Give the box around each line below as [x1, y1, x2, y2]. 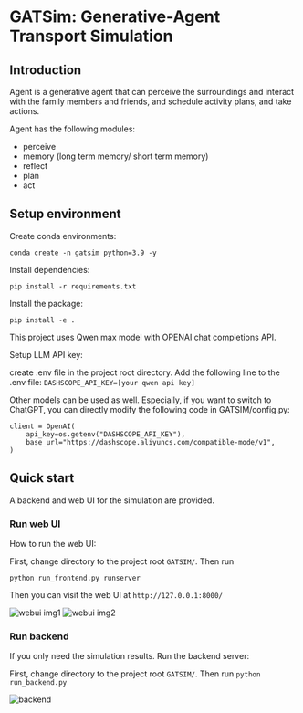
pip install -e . [9, 315, 76, 325]
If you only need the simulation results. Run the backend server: [9, 651, 249, 662]
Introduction [9, 62, 82, 78]
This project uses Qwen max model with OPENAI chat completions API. [9, 331, 277, 342]
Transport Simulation [9, 26, 173, 47]
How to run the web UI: [9, 538, 97, 549]
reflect [22, 161, 48, 171]
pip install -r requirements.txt [9, 281, 137, 291]
